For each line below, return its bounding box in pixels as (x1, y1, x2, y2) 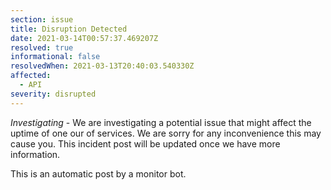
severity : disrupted (10, 89, 97, 99)
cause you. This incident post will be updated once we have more (10, 137, 281, 150)
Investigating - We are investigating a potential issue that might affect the (10, 116, 312, 128)
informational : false (10, 52, 101, 62)
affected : (10, 71, 52, 81)
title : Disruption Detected (10, 24, 128, 34)
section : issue (10, 14, 74, 25)
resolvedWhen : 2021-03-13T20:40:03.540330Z (10, 61, 195, 71)
